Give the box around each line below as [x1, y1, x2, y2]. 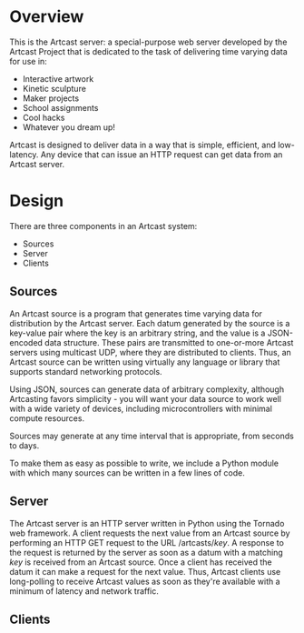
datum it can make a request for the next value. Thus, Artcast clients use [9, 566, 281, 577]
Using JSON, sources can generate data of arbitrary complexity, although [9, 384, 284, 395]
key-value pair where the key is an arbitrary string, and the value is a [9, 327, 266, 338]
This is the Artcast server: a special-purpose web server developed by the [9, 36, 288, 47]
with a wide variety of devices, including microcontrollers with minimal [9, 403, 272, 414]
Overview [9, 6, 84, 27]
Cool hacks [22, 112, 65, 123]
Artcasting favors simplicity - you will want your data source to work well [9, 393, 281, 404]
